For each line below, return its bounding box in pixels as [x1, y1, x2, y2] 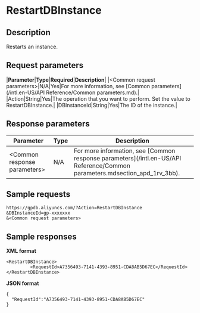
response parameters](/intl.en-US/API [73, 154, 182, 162]
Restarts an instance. [6, 43, 58, 50]
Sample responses [6, 231, 77, 241]
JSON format [6, 280, 39, 287]
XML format [6, 247, 37, 255]
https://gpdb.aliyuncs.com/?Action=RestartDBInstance [6, 205, 143, 211]
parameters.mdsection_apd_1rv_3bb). [73, 169, 180, 177]
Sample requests [6, 189, 70, 200]
